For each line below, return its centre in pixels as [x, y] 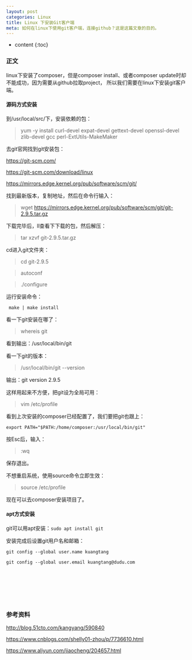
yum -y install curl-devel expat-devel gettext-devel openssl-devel [100, 130]
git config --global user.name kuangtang [58, 552]
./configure [34, 284]
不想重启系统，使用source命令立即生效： [56, 476]
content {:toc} [31, 45]
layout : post [22, 11]
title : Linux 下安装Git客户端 [40, 22]
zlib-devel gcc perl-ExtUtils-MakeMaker [69, 137]
